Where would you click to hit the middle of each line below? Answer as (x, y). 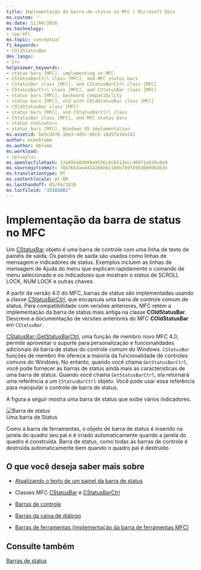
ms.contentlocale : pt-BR (37, 179)
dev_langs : (20, 56)
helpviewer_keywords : (33, 67)
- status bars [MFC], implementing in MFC (60, 73)
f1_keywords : (22, 46)
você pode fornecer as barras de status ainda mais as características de (96, 368)
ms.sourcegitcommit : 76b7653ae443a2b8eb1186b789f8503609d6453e (87, 168)
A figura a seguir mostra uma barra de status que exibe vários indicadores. (99, 399)
